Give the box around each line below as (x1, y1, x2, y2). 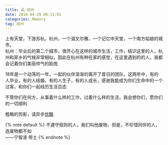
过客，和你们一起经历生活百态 (5, 83, 66, 90)
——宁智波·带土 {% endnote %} (5, 134, 70, 140)
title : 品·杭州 (5, 7, 34, 12)
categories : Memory (5, 16, 46, 21)
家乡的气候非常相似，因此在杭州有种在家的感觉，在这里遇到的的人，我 (13, 54, 158, 60)
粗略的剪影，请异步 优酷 (5, 111, 53, 117)
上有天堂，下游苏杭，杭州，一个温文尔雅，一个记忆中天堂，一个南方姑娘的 (5, 35, 158, 41)
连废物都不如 (5, 128, 31, 134)
